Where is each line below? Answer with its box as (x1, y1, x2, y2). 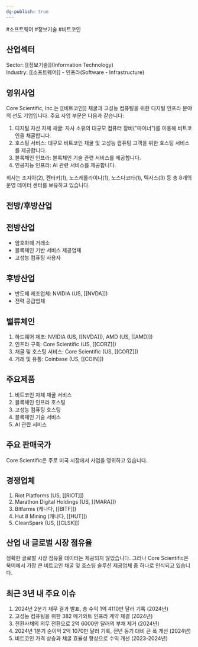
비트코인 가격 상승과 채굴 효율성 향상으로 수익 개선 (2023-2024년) (14, 635, 168, 642)
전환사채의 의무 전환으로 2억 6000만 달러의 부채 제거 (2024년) (14, 620, 160, 627)
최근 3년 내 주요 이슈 (6, 588, 76, 598)
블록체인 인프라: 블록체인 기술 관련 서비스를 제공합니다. (14, 154, 141, 162)
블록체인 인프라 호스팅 (14, 398, 66, 405)
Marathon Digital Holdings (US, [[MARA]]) (14, 498, 116, 505)
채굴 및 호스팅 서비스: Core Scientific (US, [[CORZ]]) (14, 348, 139, 355)
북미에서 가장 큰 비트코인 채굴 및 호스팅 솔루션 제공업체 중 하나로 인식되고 (6, 562, 175, 569)
